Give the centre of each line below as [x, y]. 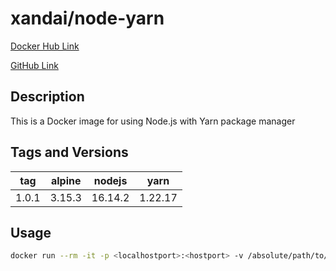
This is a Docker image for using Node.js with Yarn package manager [153, 121]
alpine [66, 180]
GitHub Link [34, 65]
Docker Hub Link [45, 46]
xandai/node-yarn [87, 18]
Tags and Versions [69, 152]
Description [47, 97]
